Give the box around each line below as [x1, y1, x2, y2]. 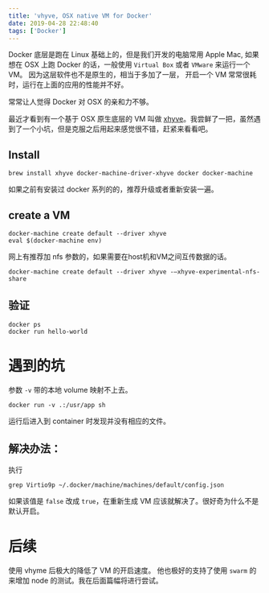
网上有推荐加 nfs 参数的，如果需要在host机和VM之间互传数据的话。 [8, 252, 231, 261]
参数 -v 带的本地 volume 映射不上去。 [8, 385, 132, 394]
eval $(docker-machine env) [8, 237, 103, 245]
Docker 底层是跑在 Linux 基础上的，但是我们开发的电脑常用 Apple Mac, [8, 50, 243, 60]
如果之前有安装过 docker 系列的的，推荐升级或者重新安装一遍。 [8, 184, 218, 194]
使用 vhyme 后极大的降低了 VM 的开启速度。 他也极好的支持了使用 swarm [8, 565, 248, 575]
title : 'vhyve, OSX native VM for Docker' [8, 11, 153, 20]
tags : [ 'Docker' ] [8, 27, 67, 35]
